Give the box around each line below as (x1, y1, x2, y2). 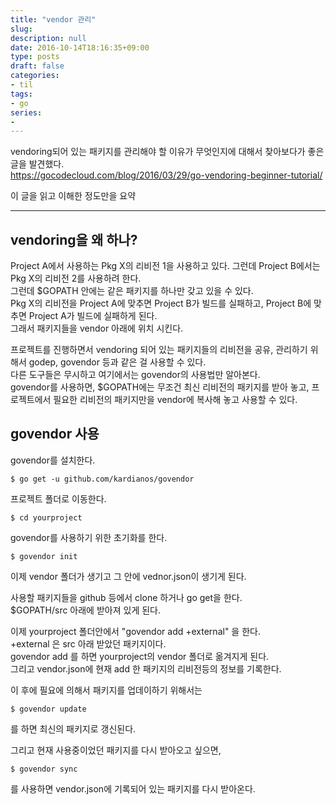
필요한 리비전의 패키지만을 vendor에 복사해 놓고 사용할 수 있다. (53, 394, 298, 406)
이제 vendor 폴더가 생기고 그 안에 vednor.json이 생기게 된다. (10, 570, 247, 582)
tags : (10, 89, 33, 99)
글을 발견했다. (10, 158, 65, 170)
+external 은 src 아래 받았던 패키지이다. (10, 637, 167, 650)
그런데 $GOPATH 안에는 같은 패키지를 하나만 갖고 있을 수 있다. (10, 285, 254, 297)
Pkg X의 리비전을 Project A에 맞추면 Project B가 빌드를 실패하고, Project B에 (10, 297, 312, 310)
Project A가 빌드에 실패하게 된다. (28, 310, 158, 322)
